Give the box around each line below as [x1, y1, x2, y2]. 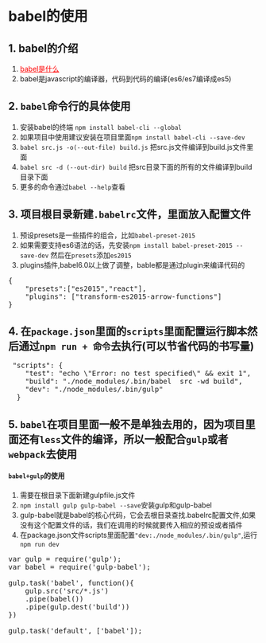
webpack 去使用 [8, 447, 78, 461]
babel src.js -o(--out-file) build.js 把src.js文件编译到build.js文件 [19, 142, 247, 151]
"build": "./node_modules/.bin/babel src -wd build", [25, 377, 244, 386]
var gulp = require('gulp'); [8, 555, 121, 564]
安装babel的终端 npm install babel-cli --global [19, 122, 183, 131]
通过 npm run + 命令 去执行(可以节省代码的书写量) [18, 339, 254, 353]
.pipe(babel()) [25, 594, 84, 604]
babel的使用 [8, 7, 89, 25]
